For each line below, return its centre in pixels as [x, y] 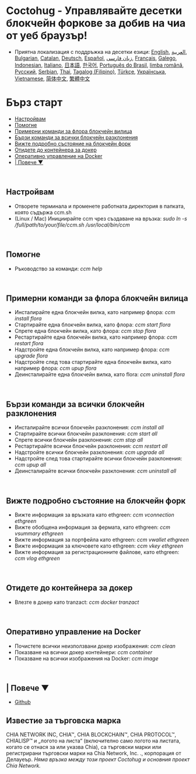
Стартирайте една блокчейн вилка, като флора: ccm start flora [92, 325]
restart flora [29, 343]
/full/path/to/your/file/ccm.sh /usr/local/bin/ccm [72, 225]
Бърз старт [34, 103]
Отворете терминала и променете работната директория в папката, [100, 206]
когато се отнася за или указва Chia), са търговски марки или [84, 747]
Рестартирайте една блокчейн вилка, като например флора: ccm [96, 337]
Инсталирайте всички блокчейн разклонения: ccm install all [89, 428]
